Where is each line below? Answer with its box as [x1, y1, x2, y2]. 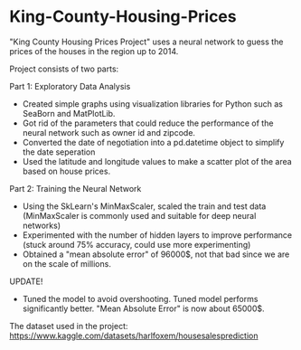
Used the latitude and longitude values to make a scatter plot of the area [22, 156, 292, 166]
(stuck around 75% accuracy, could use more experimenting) [22, 239, 251, 250]
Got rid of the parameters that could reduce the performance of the [22, 118, 274, 128]
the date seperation [22, 147, 96, 157]
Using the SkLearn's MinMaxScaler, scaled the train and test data [22, 201, 267, 212]
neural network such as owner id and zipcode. [22, 127, 196, 137]
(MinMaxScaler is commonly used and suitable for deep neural [22, 210, 257, 221]
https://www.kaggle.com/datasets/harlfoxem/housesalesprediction [9, 330, 259, 341]
